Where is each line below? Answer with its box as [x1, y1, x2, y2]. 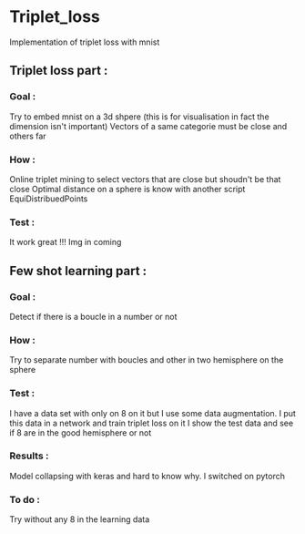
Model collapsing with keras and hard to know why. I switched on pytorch [9, 470, 285, 481]
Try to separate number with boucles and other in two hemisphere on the [9, 354, 284, 365]
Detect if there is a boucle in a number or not [9, 311, 178, 322]
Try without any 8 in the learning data [9, 514, 150, 525]
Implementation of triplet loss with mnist [9, 36, 160, 47]
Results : [9, 449, 49, 462]
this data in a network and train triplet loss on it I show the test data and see [9, 417, 294, 428]
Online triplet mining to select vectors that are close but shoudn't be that [9, 173, 281, 184]
